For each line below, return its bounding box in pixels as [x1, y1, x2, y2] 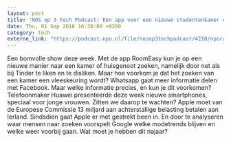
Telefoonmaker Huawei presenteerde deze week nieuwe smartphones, [7, 91, 208, 99]
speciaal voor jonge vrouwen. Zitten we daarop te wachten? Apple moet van [7, 98, 223, 106]
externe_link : [7, 36, 48, 43]
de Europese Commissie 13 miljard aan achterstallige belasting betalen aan [7, 106, 219, 114]
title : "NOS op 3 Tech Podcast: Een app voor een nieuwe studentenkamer [7, 16, 220, 23]
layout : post [7, 10, 45, 17]
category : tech [7, 29, 51, 36]
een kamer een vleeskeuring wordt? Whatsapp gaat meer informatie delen [7, 76, 218, 84]
